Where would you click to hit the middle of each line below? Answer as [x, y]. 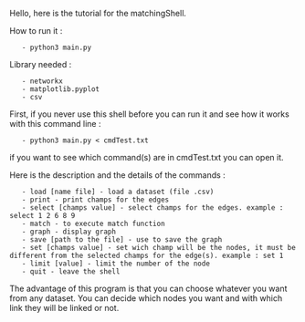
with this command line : [55, 124]
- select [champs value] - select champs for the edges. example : [152, 208]
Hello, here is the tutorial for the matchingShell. [98, 13]
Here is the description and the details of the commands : [117, 175]
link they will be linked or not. [64, 308]
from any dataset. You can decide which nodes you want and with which [146, 298]
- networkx [42, 81]
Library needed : [41, 64]
